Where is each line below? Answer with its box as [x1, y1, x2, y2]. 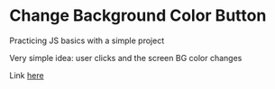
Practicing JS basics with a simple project [9, 35, 165, 46]
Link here [9, 69, 44, 81]
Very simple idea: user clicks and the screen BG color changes [9, 52, 243, 63]
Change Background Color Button [9, 5, 267, 26]
